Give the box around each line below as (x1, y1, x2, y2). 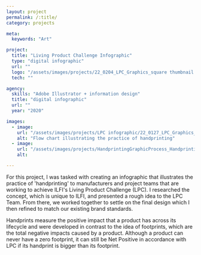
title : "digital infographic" (11, 97, 87, 103)
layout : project (6, 8, 47, 15)
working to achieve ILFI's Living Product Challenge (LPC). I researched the (6, 186, 190, 193)
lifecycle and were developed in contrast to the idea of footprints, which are (6, 223, 193, 230)
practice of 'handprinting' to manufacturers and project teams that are (6, 180, 179, 187)
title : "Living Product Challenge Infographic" (11, 53, 133, 59)
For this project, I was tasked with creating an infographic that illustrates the (6, 173, 193, 180)
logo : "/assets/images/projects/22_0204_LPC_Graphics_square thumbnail (11, 69, 194, 75)
